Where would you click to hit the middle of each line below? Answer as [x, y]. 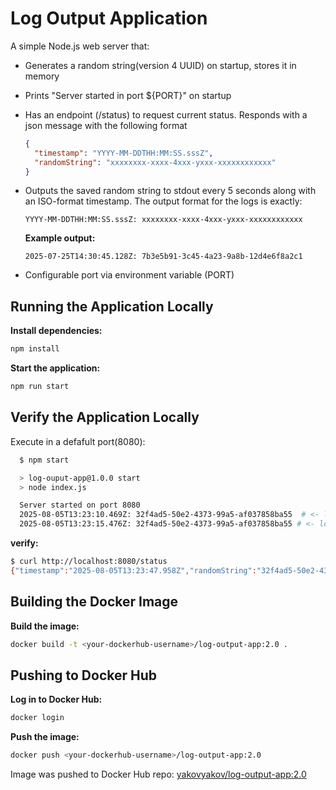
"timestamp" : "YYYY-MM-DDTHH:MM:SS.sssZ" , [124, 153]
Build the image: [45, 626]
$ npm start [44, 460]
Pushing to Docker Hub [84, 675]
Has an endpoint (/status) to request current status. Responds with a [166, 114]
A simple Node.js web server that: [80, 46]
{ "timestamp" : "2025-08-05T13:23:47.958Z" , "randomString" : [133, 570]
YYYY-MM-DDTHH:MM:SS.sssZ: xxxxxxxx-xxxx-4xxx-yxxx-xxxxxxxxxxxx [163, 220]
